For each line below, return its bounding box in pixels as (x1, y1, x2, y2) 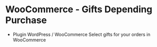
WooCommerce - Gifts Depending (5, 4, 152, 15)
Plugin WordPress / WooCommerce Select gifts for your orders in (12, 31, 150, 37)
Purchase (5, 14, 47, 26)
